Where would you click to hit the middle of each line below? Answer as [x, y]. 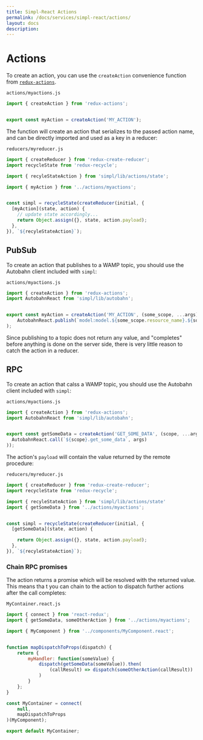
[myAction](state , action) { [48, 209]
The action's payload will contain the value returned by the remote [89, 457]
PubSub [21, 250]
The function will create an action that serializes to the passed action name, [100, 131]
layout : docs [23, 23]
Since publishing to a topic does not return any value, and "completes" [94, 337]
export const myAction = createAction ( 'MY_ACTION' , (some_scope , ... [96, 315]
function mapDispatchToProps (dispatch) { [59, 647]
